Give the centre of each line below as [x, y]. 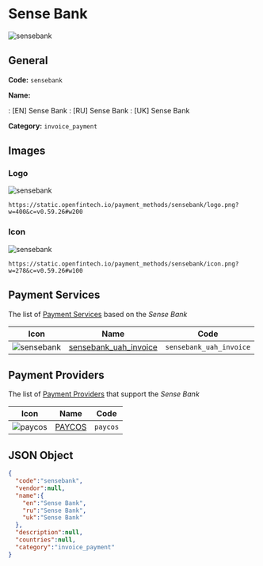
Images [27, 151]
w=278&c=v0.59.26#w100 [46, 270]
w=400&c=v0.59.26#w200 [46, 212]
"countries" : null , [46, 540]
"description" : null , [49, 533]
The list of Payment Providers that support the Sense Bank [104, 394]
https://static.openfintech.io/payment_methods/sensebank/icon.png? [124, 264]
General [29, 61]
